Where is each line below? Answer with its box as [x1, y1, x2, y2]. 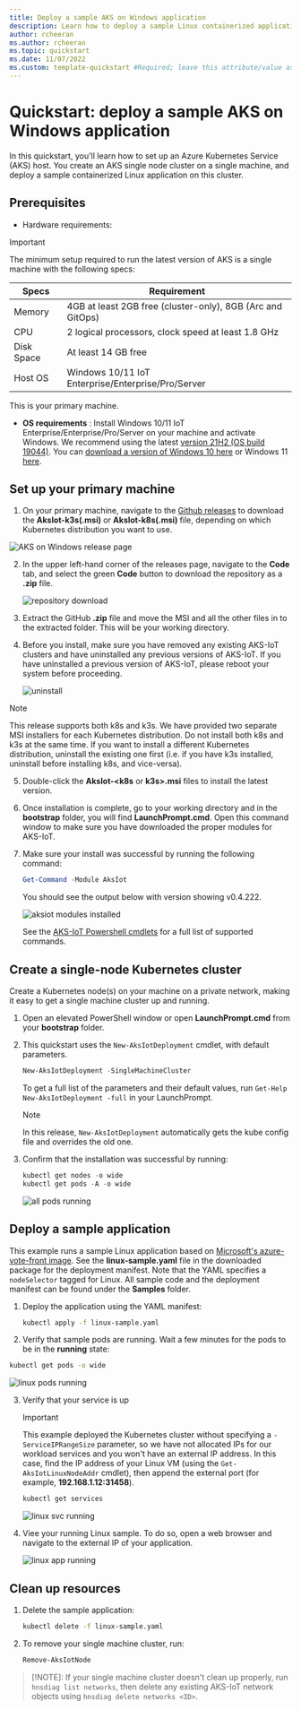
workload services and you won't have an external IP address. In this [21, 1448, 277, 1459]
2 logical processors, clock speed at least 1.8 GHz [66, 325, 279, 338]
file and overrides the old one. [21, 1136, 133, 1147]
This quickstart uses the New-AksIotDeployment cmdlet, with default [21, 1040, 270, 1050]
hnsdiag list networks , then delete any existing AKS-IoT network [30, 1681, 274, 1692]
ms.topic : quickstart [9, 47, 90, 56]
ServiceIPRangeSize [21, 1440, 96, 1450]
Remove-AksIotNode [21, 1655, 91, 1664]
